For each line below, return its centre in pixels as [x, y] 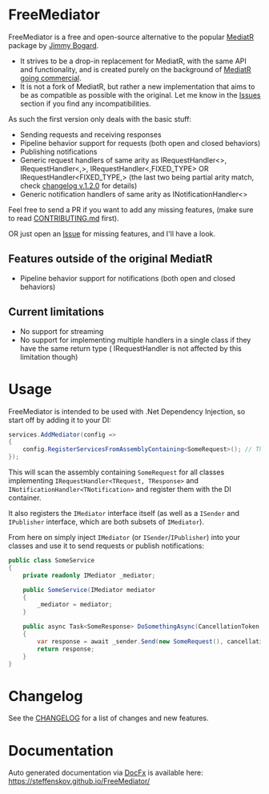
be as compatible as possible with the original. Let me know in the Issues [140, 95]
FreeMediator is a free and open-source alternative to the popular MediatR [131, 37]
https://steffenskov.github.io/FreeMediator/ [79, 781]
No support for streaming [62, 331]
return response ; [66, 649]
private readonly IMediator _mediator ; [89, 575]
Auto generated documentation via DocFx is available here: [106, 773]
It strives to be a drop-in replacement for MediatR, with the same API [133, 61]
